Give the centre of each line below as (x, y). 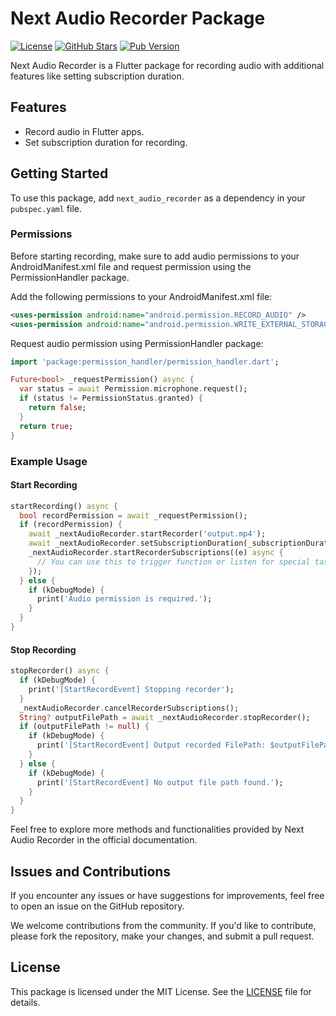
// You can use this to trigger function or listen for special (173, 562)
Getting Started (59, 173)
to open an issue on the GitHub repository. (97, 906)
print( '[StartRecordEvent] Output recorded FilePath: (151, 745)
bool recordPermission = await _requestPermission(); (133, 515)
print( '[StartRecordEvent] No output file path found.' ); (160, 782)
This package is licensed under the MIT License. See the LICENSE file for (161, 991)
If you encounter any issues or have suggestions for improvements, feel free (167, 895)
